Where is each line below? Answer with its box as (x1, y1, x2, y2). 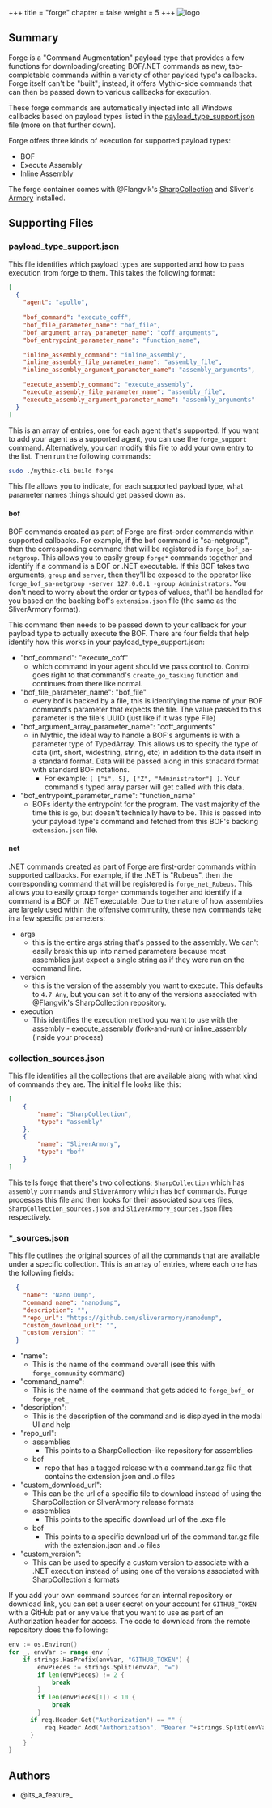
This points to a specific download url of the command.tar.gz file (44, 1532, 260, 1541)
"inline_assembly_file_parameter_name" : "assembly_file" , (23, 358, 223, 366)
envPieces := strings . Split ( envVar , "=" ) (37, 1663, 180, 1671)
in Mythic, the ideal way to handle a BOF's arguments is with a (32, 730, 240, 740)
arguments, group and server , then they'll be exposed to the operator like (8, 570, 252, 579)
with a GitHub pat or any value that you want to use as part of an (8, 1608, 224, 1618)
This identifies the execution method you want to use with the (32, 1015, 238, 1024)
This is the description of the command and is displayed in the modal (32, 1411, 263, 1421)
